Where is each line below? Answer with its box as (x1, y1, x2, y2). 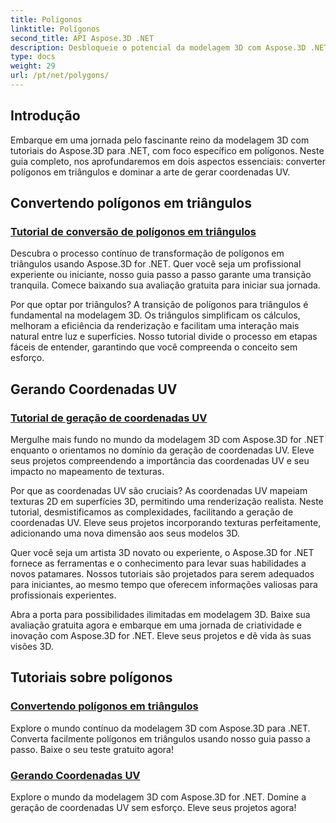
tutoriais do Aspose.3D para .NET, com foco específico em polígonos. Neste (10, 144, 325, 156)
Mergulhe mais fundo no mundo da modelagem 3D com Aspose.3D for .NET (10, 434, 325, 446)
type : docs (10, 52, 56, 62)
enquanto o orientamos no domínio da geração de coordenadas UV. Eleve (10, 444, 315, 456)
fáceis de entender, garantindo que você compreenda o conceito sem (10, 341, 298, 353)
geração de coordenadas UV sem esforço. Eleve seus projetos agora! (10, 802, 297, 814)
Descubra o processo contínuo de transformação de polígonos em (10, 247, 285, 260)
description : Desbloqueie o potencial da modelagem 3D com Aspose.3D (10, 42, 307, 53)
